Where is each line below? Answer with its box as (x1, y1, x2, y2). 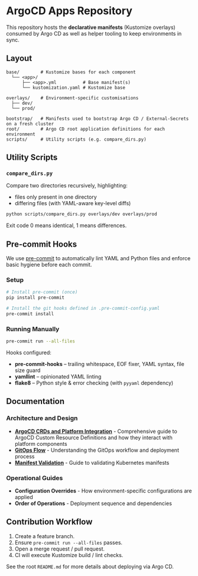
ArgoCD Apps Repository (6, 4, 133, 18)
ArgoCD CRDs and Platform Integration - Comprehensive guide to (14, 428, 177, 435)
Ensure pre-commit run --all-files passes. (14, 539, 123, 546)
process (14, 452, 35, 459)
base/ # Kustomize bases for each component (6, 69, 136, 75)
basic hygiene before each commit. (6, 261, 92, 268)
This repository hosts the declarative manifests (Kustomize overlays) (6, 24, 176, 31)
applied (14, 494, 34, 501)
